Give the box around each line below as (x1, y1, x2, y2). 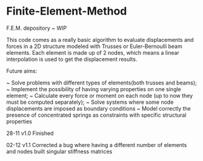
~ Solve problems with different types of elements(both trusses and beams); (6, 79, 197, 86)
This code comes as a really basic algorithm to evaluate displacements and (6, 36, 194, 43)
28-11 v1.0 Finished (6, 129, 54, 137)
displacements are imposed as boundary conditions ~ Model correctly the (6, 104, 191, 112)
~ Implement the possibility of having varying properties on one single (6, 85, 182, 92)
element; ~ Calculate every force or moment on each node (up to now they (6, 92, 193, 99)
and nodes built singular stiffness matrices (6, 148, 113, 155)
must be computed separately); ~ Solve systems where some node (6, 98, 174, 106)
